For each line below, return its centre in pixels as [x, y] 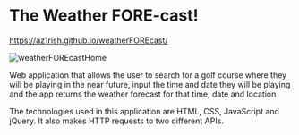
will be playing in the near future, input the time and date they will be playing [150, 84]
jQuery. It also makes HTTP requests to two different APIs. [116, 121]
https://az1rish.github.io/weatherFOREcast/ [89, 40]
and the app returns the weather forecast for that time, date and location [143, 94]
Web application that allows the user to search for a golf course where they [148, 75]
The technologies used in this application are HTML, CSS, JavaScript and [145, 111]
